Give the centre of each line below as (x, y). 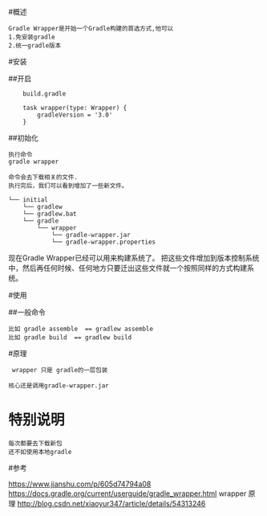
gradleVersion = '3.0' (75, 115)
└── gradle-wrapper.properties (103, 242)
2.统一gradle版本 (35, 46)
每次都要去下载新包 (35, 443)
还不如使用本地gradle (40, 452)
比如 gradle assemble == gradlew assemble (81, 329)
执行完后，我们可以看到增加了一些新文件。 (68, 186)
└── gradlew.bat (50, 214)
